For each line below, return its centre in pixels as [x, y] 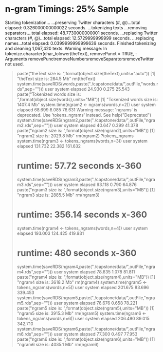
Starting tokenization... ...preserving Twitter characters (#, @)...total [73, 22]
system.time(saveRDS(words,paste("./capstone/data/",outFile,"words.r [88, 83]
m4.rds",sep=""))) [35, 271]
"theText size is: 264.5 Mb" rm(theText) [56, 79]
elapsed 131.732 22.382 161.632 [49, 146]
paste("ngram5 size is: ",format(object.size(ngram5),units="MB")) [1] [86, 308]
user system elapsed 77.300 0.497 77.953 [96, 334]
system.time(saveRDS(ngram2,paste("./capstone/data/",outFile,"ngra [86, 120]
